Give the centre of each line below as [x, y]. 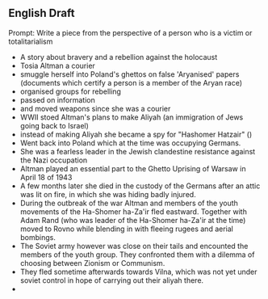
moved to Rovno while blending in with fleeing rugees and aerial [127, 229]
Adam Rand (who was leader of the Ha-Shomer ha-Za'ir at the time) [133, 220]
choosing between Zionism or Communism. [92, 263]
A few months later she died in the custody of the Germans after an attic [140, 186]
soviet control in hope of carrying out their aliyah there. [112, 280]
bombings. [38, 237]
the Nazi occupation [54, 160]
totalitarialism [31, 41]
